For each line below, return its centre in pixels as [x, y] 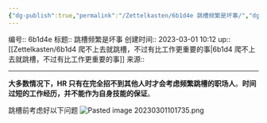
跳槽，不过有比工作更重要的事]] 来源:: [83, 59]
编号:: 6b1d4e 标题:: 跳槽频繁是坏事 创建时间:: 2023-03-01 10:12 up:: [120, 39]
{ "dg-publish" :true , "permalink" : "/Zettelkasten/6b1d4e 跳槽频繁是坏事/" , [129, 15]
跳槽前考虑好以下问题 [43, 110]
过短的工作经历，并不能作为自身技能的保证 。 [81, 93]
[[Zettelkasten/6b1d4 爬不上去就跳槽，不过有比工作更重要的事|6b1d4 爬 [125, 49]
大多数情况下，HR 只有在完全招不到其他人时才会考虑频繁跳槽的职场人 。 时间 [132, 83]
